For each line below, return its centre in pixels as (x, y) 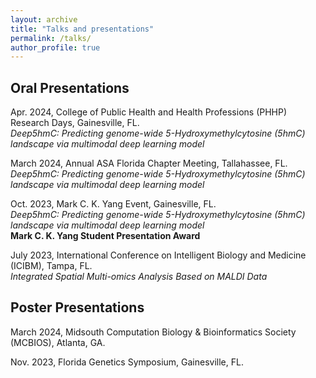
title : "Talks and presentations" (82, 29)
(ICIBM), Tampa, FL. (51, 266)
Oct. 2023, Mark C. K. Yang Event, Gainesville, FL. (113, 204)
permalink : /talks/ (51, 38)
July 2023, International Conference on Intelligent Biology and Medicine (158, 255)
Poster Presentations (77, 307)
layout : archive (44, 19)
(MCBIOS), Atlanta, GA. (58, 342)
